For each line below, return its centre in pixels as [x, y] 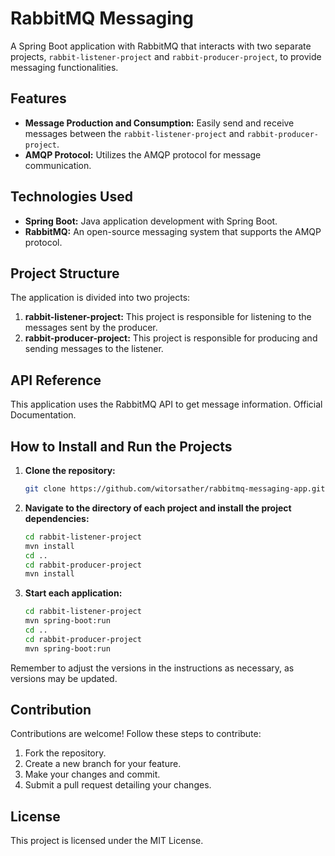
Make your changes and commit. [92, 774]
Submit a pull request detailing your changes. [118, 785]
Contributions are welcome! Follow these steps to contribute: [136, 734]
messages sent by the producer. [91, 328]
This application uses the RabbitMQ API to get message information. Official [166, 404]
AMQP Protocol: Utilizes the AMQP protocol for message [143, 154]
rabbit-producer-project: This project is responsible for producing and [171, 338]
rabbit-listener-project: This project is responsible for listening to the [168, 317]
